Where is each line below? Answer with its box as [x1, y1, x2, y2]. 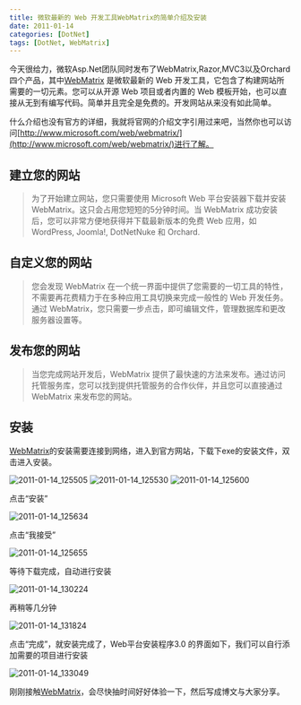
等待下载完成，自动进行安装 [9, 565, 112, 576]
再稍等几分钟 [9, 602, 56, 613]
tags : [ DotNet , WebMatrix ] [9, 38, 110, 47]
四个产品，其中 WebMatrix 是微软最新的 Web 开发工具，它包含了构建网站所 [9, 75, 285, 86]
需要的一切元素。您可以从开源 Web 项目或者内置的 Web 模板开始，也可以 [9, 86, 279, 97]
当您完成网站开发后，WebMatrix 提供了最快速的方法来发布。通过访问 [30, 368, 287, 379]
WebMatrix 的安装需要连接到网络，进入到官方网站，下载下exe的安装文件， [9, 445, 282, 456]
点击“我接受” [9, 529, 56, 540]
